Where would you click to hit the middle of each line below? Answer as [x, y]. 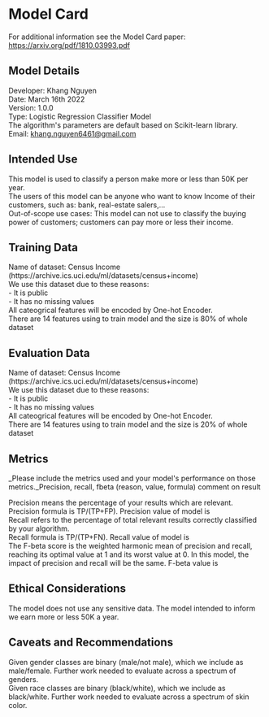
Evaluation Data [49, 353]
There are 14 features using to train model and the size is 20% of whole [128, 424]
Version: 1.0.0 [31, 107]
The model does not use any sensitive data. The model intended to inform [132, 608]
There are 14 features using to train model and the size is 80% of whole [128, 319]
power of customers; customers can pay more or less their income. [121, 222]
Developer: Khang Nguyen [53, 90]
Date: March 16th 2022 [47, 99]
